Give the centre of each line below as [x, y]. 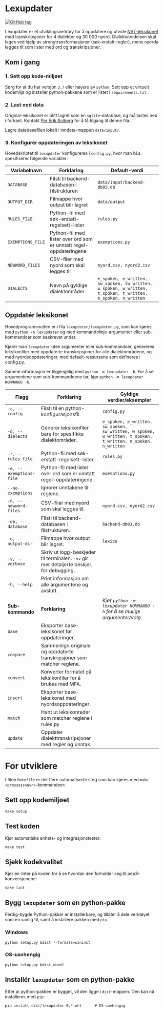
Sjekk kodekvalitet [34, 862]
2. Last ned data [24, 104]
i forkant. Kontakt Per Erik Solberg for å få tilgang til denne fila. [68, 121]
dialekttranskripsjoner [66, 738]
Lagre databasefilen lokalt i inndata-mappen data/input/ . [63, 130]
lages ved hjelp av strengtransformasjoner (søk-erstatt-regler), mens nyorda [82, 41]
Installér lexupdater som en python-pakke [70, 980]
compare [16, 655]
